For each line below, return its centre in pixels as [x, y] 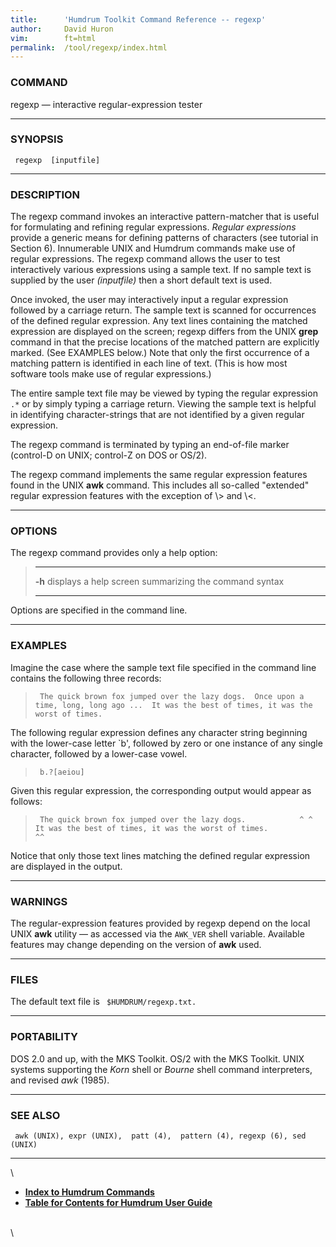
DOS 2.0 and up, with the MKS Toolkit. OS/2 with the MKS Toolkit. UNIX [157, 1058]
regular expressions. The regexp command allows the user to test [145, 259]
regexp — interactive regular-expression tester [106, 104]
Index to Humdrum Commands [89, 1192]
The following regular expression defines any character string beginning [159, 732]
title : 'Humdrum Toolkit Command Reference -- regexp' [138, 19]
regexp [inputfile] [57, 160]
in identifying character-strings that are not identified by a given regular [157, 415]
